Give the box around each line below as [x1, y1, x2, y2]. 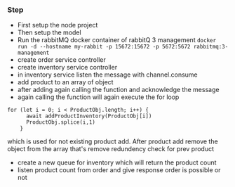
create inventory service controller [17, 63, 118, 72]
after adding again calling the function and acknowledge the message [17, 86, 220, 94]
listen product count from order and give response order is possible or [17, 166, 221, 174]
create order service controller [17, 56, 107, 64]
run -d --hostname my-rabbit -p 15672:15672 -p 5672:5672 [17, 44, 191, 51]
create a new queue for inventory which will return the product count [17, 158, 217, 167]
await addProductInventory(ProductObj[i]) [25, 112, 152, 120]
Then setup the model [17, 28, 82, 37]
